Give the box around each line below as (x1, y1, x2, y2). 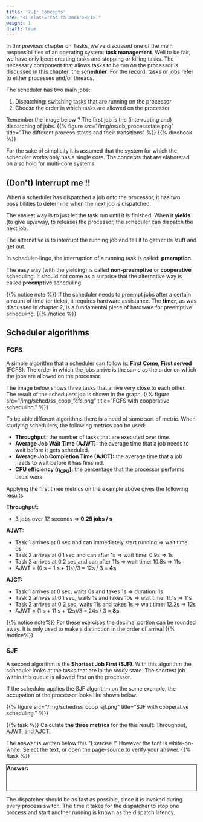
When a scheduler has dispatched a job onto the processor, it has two (6, 194, 181, 201)
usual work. (14, 473, 44, 481)
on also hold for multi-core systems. (6, 160, 97, 167)
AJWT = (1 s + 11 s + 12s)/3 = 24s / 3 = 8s (14, 607, 120, 614)
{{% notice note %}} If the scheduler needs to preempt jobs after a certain (6, 291, 192, 298)
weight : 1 (6, 20, 31, 26)
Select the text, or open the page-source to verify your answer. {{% (22, 746, 192, 753)
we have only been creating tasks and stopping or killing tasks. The (6, 55, 174, 62)
